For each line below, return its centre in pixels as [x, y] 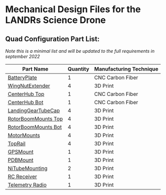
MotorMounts [24, 135]
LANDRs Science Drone [56, 20]
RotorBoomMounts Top [35, 119]
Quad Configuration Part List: [52, 39]
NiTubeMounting [28, 168]
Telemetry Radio [27, 185]
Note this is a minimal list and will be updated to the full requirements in [80, 51]
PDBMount [21, 160]
